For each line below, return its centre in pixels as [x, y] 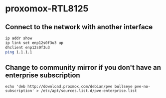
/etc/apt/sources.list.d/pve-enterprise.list [89, 91]
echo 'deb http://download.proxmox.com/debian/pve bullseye [69, 87]
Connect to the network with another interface [79, 27]
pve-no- [142, 87]
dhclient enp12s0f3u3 [28, 48]
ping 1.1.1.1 [19, 52]
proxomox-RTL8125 [47, 9]
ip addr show [19, 38]
